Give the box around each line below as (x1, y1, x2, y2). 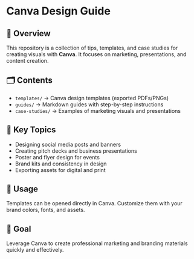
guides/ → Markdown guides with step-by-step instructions (15, 101, 164, 108)
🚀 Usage (6, 184, 38, 194)
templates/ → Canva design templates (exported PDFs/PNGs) (15, 94, 169, 101)
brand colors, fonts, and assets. (6, 206, 85, 214)
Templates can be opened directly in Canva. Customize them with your (6, 200, 183, 207)
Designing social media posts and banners (15, 141, 121, 148)
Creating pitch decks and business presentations (15, 147, 137, 155)
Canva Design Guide (6, 4, 111, 18)
